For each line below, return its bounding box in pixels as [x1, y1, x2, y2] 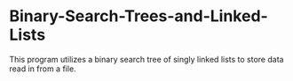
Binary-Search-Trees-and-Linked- [9, 6, 268, 26]
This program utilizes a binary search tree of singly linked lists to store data [9, 54, 284, 64]
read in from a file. [9, 63, 77, 74]
